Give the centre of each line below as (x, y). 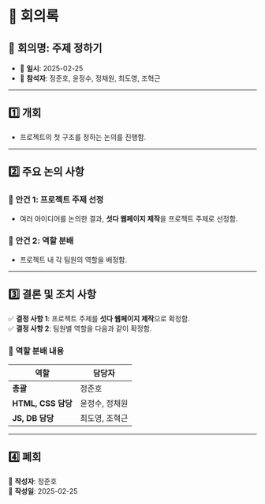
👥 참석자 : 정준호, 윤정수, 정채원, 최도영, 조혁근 (90, 78)
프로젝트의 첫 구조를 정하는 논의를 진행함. (83, 137)
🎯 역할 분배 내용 (36, 351)
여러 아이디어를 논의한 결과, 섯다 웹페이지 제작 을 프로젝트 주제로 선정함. (129, 218)
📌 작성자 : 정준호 (33, 481)
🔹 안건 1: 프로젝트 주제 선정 (56, 200)
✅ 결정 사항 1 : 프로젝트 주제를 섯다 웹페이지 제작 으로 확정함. (99, 318)
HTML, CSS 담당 (42, 403)
